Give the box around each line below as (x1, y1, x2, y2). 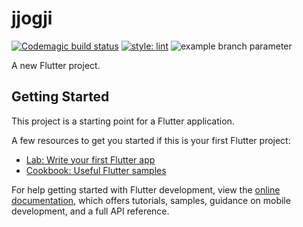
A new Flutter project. (11, 59, 101, 71)
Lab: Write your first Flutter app (25, 153, 156, 166)
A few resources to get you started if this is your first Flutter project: (11, 134, 291, 146)
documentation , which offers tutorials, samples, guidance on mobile (11, 194, 291, 206)
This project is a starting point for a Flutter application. (11, 115, 235, 127)
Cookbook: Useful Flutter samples (25, 164, 167, 176)
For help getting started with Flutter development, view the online (11, 183, 281, 196)
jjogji (11, 7, 53, 30)
